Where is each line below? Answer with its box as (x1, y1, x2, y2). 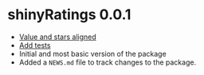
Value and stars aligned (18, 32, 96, 41)
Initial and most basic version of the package (18, 49, 167, 58)
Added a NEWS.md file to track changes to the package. (18, 57, 197, 67)
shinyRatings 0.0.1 (7, 6, 131, 24)
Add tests (18, 40, 51, 49)
